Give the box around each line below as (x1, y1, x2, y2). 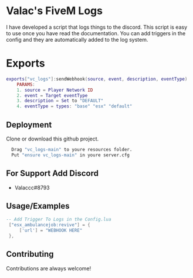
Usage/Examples (6, 201, 70, 211)
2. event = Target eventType (16, 92, 88, 98)
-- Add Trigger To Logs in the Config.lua (6, 216, 111, 223)
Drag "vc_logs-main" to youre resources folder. (11, 146, 133, 152)
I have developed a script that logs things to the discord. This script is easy (6, 24, 188, 31)
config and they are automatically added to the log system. (6, 36, 148, 43)
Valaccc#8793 (14, 184, 50, 191)
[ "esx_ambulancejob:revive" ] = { (8, 222, 91, 228)
